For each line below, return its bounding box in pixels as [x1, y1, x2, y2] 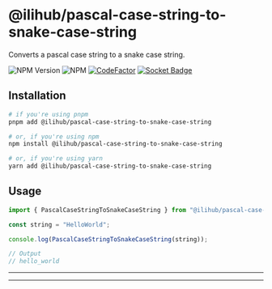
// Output [8, 249, 42, 258]
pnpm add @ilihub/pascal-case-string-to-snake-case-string [8, 117, 212, 126]
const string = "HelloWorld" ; [8, 220, 111, 228]
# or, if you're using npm [8, 132, 100, 141]
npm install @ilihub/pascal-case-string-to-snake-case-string [8, 140, 223, 148]
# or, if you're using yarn [8, 155, 104, 163]
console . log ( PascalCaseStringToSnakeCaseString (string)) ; [8, 235, 208, 244]
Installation [8, 89, 66, 103]
